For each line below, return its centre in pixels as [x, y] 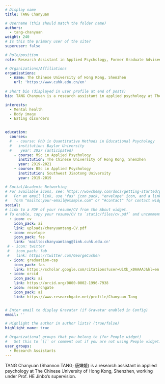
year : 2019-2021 [35, 164]
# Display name [21, 10]
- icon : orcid [24, 274]
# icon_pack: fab [27, 251]
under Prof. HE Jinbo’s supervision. [41, 376]
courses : [18, 137]
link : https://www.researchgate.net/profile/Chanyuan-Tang [76, 297]
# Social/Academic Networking [36, 187]
